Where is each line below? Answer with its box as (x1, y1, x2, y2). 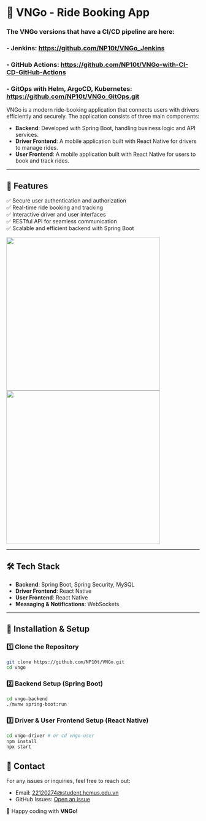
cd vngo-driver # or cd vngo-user (6, 733, 95, 739)
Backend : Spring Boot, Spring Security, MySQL (15, 580, 135, 588)
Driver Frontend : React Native (15, 587, 92, 595)
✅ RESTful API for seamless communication (6, 218, 118, 225)
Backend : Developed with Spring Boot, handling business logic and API (15, 125, 196, 132)
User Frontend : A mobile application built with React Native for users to (15, 150, 196, 158)
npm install (6, 738, 37, 744)
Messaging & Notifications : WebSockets (15, 600, 120, 607)
